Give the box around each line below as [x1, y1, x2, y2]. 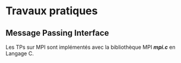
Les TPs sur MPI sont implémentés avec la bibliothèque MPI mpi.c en [5, 43, 176, 51]
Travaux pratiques [5, 4, 98, 18]
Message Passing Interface [5, 28, 110, 38]
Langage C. [5, 50, 34, 57]
